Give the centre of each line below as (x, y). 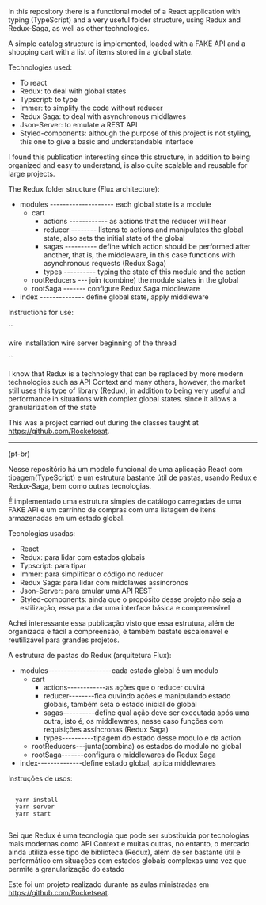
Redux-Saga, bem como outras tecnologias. (80, 486)
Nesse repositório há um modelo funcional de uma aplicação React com (125, 469)
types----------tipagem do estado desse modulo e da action (142, 738)
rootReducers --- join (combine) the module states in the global (135, 280)
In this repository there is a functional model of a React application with (124, 11)
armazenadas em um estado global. (66, 518)
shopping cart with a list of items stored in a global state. (101, 52)
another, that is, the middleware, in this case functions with (139, 255)
